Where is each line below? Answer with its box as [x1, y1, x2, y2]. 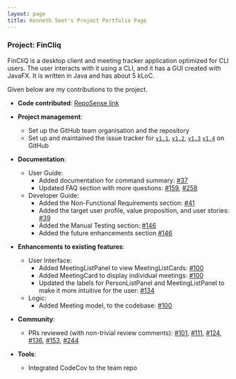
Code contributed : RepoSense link [17, 98, 119, 107]
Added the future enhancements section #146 [38, 228, 173, 237]
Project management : [17, 112, 83, 121]
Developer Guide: [28, 191, 79, 199]
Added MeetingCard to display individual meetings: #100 [38, 271, 203, 279]
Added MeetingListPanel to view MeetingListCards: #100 [38, 263, 204, 272]
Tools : [17, 349, 37, 358]
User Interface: [28, 256, 72, 264]
